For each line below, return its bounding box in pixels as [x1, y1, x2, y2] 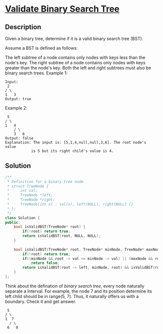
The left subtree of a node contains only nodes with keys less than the [5, 55, 146, 60]
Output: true [5, 96, 32, 101]
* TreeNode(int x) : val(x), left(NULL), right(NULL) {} [7, 202, 133, 207]
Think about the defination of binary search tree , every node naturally [5, 283, 145, 289]
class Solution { [5, 215, 40, 220]
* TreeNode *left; [7, 193, 53, 198]
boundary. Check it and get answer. [5, 298, 77, 304]
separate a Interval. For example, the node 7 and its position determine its [5, 288, 152, 294]
